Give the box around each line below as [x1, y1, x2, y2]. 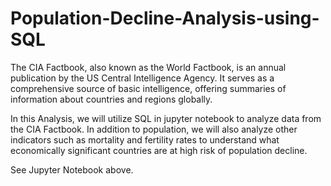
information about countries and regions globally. [10, 93, 213, 105]
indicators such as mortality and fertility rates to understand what [10, 133, 280, 146]
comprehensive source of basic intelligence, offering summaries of [10, 82, 287, 94]
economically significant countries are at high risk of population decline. [10, 144, 308, 156]
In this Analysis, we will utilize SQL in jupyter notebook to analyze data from [10, 112, 322, 124]
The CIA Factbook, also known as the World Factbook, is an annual [10, 61, 287, 73]
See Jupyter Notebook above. [10, 163, 134, 176]
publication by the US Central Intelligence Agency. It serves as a [10, 72, 275, 84]
